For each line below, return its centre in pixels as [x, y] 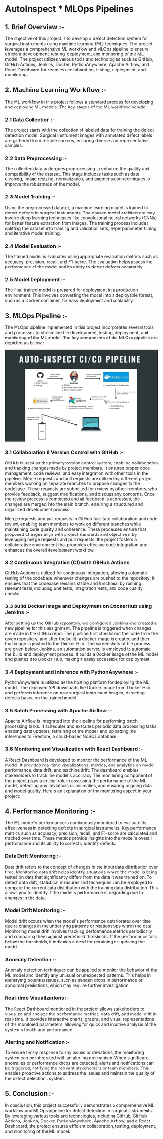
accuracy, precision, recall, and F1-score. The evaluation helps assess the [79, 262]
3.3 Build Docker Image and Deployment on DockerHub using [79, 606]
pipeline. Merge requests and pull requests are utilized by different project [79, 479]
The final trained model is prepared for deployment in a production [72, 290]
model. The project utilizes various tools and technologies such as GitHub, [79, 59]
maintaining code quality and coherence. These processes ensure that [76, 529]
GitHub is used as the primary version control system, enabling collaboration [81, 463]
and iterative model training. [33, 233]
